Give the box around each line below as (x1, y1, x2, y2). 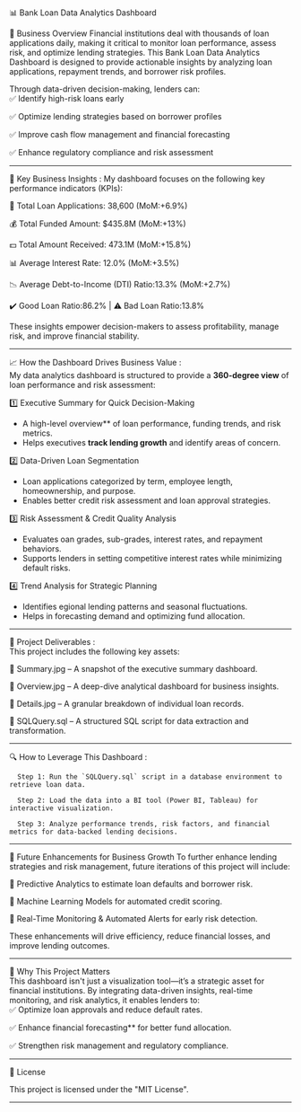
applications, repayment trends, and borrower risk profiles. (9, 66, 227, 76)
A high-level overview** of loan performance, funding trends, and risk (21, 419, 281, 428)
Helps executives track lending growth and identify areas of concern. (21, 437, 280, 447)
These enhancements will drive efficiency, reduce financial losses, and (9, 931, 271, 941)
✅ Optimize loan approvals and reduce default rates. (9, 1004, 203, 1015)
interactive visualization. (9, 804, 115, 813)
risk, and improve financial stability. (9, 331, 140, 341)
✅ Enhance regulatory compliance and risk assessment (9, 147, 213, 157)
